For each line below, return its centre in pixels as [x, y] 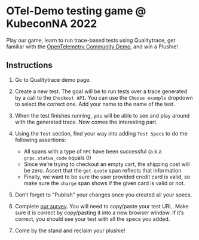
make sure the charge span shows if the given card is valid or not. [104, 183]
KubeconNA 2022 [52, 24]
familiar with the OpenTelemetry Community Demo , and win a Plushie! [92, 47]
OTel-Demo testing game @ [76, 11]
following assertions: [40, 140]
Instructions [29, 65]
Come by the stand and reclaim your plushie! [70, 230]
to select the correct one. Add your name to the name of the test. [95, 104]
